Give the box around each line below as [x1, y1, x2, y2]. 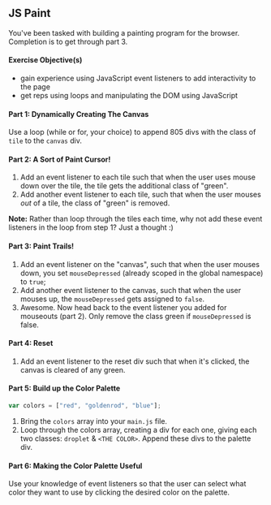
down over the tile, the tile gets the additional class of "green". [19, 181, 229, 191]
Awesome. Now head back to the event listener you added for [19, 302, 227, 312]
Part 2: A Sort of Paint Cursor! [8, 154, 111, 164]
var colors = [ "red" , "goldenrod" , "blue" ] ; [8, 402, 161, 410]
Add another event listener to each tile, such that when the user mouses [19, 190, 261, 200]
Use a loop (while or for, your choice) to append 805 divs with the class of [8, 127, 256, 137]
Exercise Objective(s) [8, 55, 83, 65]
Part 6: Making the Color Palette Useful [8, 460, 143, 470]
